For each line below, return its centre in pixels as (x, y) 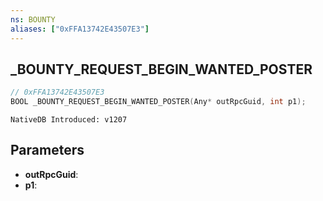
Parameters (47, 150)
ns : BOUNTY (33, 19)
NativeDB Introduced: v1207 (69, 120)
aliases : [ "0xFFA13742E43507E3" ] (80, 29)
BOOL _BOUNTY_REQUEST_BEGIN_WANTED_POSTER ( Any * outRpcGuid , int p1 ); (158, 102)
